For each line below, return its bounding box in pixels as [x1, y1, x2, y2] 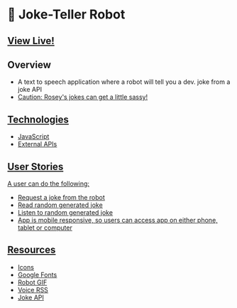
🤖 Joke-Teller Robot [7, 6, 126, 23]
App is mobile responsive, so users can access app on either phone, [17, 216, 218, 225]
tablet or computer [17, 223, 72, 232]
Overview [7, 58, 52, 70]
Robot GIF [17, 277, 48, 287]
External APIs [17, 140, 57, 149]
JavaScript [17, 132, 50, 141]
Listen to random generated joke [17, 208, 114, 217]
